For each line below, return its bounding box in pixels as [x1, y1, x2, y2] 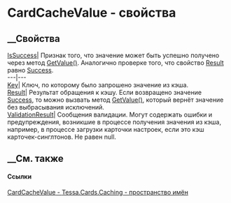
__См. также [7, 153, 64, 165]
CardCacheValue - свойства [7, 5, 176, 21]
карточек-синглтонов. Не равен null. [7, 133, 117, 141]
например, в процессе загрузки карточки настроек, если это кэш [7, 126, 204, 133]
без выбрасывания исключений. [7, 103, 105, 111]
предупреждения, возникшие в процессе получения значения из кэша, [7, 118, 222, 126]
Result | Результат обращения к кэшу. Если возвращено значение [7, 89, 202, 96]
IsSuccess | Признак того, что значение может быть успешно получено [7, 51, 220, 59]
